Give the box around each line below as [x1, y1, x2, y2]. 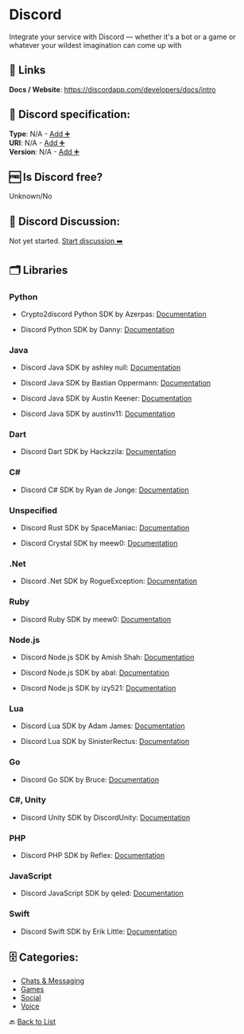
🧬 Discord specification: [9, 108, 130, 121]
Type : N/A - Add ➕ [9, 129, 71, 139]
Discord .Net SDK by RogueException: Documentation [20, 576, 198, 586]
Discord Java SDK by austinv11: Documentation [20, 409, 176, 419]
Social [20, 993, 41, 1002]
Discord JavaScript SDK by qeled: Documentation [20, 888, 184, 898]
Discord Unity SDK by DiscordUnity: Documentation [20, 813, 191, 822]
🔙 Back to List [9, 1016, 56, 1026]
